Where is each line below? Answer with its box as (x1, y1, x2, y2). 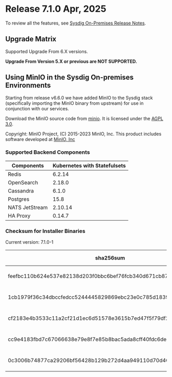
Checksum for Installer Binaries (5, 227, 85, 234)
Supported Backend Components (5, 149, 91, 156)
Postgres (8, 195, 30, 202)
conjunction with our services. (5, 105, 69, 111)
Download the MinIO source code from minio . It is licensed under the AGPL (5, 115, 164, 122)
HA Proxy (8, 212, 31, 219)
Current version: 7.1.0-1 (5, 239, 54, 245)
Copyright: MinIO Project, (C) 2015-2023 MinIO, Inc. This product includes (5, 131, 162, 137)
